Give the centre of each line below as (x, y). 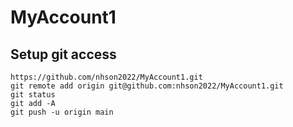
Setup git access (63, 54)
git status (33, 95)
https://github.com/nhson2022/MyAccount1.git (106, 77)
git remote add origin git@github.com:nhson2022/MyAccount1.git (147, 86)
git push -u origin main (62, 112)
